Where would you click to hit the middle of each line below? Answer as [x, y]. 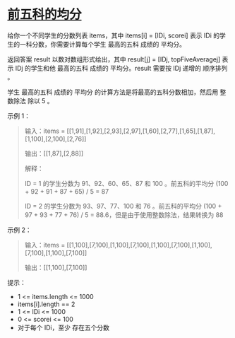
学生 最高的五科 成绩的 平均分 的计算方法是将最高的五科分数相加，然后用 [113, 92]
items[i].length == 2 [46, 304]
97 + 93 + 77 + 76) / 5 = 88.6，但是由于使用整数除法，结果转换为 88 [124, 215]
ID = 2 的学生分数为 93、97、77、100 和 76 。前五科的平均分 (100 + [123, 206]
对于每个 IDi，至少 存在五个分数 [63, 327]
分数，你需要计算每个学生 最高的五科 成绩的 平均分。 [108, 44]
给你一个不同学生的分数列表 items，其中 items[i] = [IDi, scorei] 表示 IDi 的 [114, 35]
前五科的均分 [45, 14]
